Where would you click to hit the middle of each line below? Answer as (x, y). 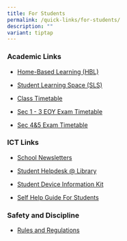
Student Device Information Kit (60, 184)
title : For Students (37, 13)
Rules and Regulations (48, 230)
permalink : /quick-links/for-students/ (64, 20)
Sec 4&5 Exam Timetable (52, 125)
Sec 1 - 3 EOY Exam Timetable (60, 111)
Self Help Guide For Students (58, 197)
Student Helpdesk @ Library (57, 171)
